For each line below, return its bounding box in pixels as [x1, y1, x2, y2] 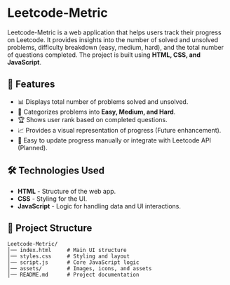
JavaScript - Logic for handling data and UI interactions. [17, 201, 181, 210]
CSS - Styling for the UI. [17, 194, 88, 203]
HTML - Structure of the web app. [17, 187, 116, 195]
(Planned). [17, 143, 48, 152]
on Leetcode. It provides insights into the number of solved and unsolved [7, 35, 219, 44]
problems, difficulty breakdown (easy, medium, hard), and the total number [7, 43, 224, 51]
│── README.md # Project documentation [7, 272, 140, 279]
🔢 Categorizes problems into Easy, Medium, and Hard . [17, 107, 176, 116]
